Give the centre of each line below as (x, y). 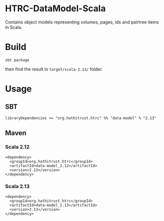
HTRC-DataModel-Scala (56, 9)
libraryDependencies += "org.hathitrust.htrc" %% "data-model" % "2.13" (81, 118)
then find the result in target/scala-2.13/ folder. (54, 69)
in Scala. (14, 27)
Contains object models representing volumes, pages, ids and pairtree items (82, 22)
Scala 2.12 (17, 147)
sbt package (17, 60)
